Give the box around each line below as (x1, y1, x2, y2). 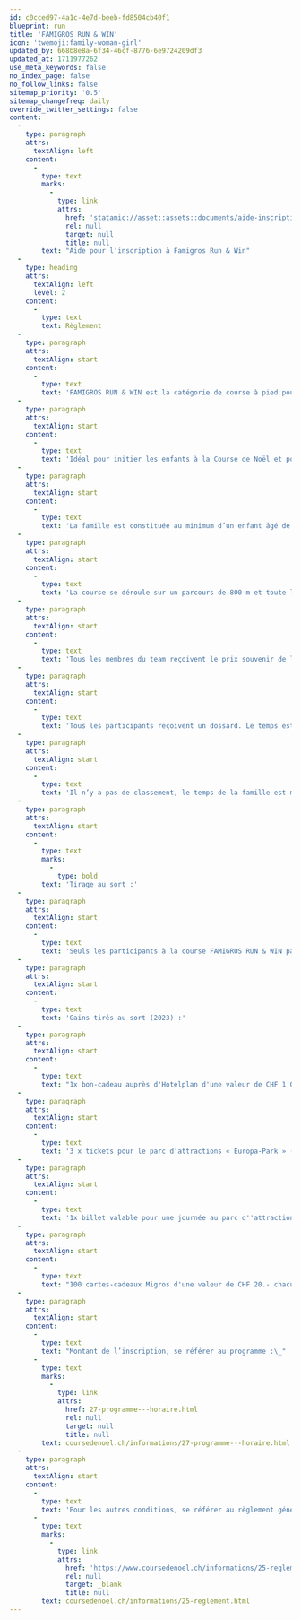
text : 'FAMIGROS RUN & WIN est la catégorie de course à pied (41, 388, 279, 397)
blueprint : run (9, 22, 66, 30)
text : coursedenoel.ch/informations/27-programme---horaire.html (41, 1438, 291, 1448)
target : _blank (65, 1580, 123, 1590)
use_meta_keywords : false (9, 64, 106, 73)
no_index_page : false (9, 72, 90, 81)
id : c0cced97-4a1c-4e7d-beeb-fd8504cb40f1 (9, 13, 170, 22)
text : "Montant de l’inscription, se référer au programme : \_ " (41, 1347, 287, 1356)
